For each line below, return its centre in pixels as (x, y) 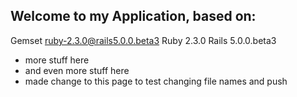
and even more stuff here (77, 70)
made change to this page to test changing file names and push (156, 81)
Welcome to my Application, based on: (133, 16)
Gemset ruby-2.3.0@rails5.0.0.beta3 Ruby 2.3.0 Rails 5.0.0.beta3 (143, 40)
